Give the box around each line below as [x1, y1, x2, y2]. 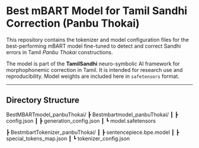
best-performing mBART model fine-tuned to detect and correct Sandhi [6, 42, 181, 50]
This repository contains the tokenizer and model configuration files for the [6, 36, 190, 43]
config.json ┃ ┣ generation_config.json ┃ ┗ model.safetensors [6, 117, 156, 124]
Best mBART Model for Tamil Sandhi [6, 4, 188, 18]
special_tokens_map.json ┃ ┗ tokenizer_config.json [6, 134, 130, 142]
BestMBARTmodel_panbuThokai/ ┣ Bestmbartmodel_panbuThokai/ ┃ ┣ [6, 111, 178, 118]
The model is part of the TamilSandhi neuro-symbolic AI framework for [6, 60, 180, 67]
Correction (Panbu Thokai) [6, 17, 140, 30]
